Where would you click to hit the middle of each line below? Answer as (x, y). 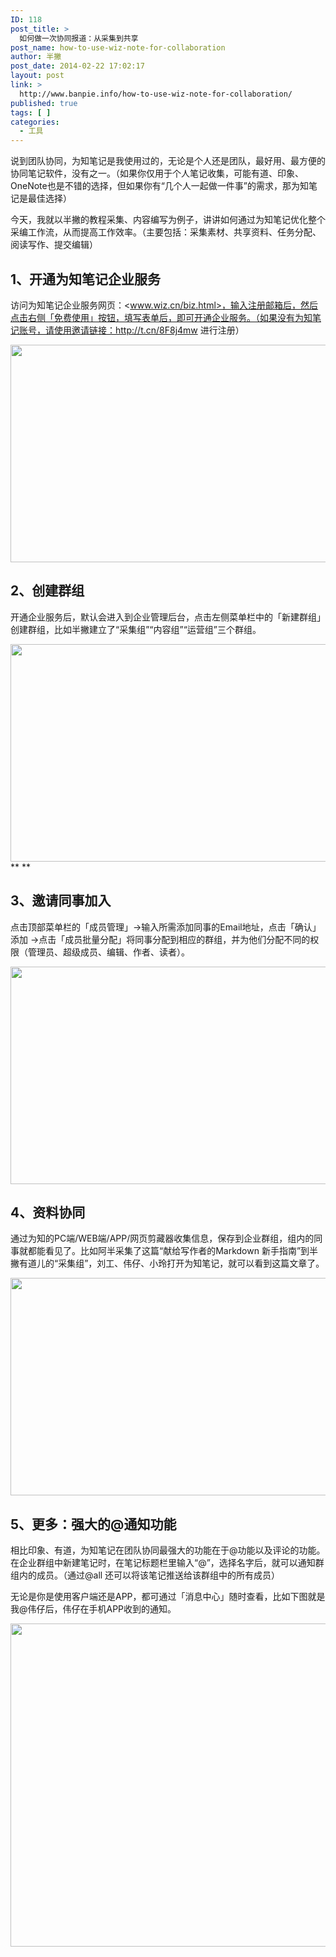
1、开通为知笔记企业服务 (86, 279)
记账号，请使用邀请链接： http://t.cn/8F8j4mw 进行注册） (127, 330)
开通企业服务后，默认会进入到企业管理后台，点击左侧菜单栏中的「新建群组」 (168, 617)
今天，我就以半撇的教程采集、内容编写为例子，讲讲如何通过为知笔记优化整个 (168, 220)
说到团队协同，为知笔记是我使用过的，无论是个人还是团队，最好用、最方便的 (168, 161)
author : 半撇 (36, 57)
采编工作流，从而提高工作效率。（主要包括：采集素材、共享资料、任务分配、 (166, 232)
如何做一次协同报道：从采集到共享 (79, 38)
